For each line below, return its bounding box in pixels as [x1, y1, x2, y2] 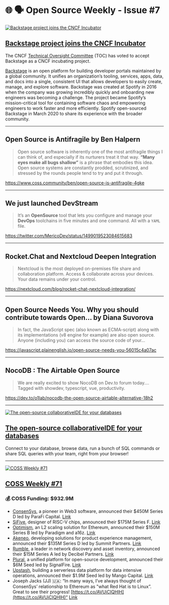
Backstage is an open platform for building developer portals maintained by [5, 68, 161, 74]
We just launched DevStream [5, 199, 99, 208]
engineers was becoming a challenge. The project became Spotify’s [5, 94, 146, 100]
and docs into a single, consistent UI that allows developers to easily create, [5, 78, 162, 84]
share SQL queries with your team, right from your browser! [5, 450, 129, 456]
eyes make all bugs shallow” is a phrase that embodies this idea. [17, 159, 153, 165]
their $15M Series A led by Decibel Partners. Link [12, 551, 114, 557]
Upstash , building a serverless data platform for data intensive [12, 567, 142, 573]
